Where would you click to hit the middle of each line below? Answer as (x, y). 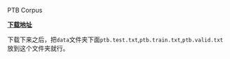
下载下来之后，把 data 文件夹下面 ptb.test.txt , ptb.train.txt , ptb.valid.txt (115, 39)
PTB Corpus (25, 10)
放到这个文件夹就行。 (38, 48)
